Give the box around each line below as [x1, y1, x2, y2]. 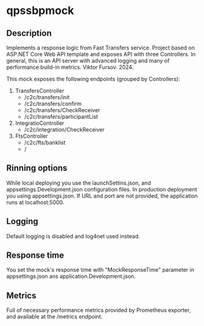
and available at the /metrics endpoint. [6, 313, 103, 321]
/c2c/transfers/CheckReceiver [24, 107, 100, 113]
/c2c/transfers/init [24, 94, 70, 101]
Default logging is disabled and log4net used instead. [6, 232, 140, 239]
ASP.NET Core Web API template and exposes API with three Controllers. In [6, 51, 196, 58]
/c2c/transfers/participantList [24, 113, 99, 120]
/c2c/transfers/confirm [24, 100, 82, 107]
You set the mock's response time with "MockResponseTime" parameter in [6, 266, 195, 274]
